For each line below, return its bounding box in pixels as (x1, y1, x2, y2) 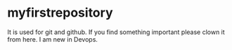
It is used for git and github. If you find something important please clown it (7, 28, 225, 36)
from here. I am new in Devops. (7, 35, 98, 43)
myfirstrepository (7, 5, 113, 21)
